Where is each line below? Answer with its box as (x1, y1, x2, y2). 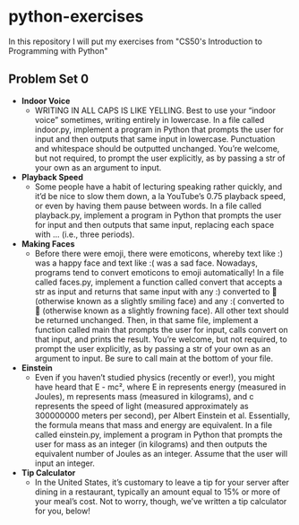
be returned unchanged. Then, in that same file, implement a (34, 314, 259, 325)
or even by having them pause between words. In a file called (34, 200, 261, 211)
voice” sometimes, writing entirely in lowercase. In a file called (34, 114, 265, 125)
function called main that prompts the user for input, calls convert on (34, 324, 288, 335)
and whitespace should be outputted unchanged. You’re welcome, (34, 143, 280, 153)
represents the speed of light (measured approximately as (34, 400, 249, 411)
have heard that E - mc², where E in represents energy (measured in (34, 381, 286, 392)
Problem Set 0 (8, 72, 90, 87)
